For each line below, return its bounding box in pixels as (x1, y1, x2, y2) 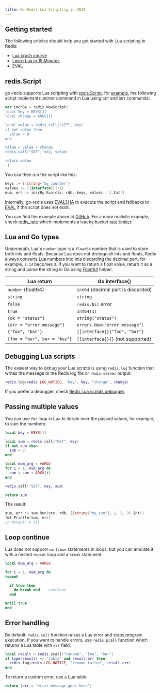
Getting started (5, 25, 52, 34)
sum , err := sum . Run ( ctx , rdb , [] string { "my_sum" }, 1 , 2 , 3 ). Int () (5, 511, 145, 516)
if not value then (5, 127, 42, 132)
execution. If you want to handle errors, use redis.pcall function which (5, 637, 148, 643)
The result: (5, 501, 27, 507)
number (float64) (7, 286, 45, 293)
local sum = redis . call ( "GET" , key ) (5, 439, 79, 444)
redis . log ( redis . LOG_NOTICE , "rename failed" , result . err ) (9, 661, 131, 666)
